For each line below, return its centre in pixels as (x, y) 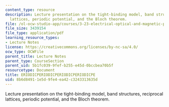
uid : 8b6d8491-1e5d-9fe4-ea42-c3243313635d (52, 79)
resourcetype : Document (30, 70)
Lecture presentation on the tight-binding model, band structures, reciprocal (84, 93)
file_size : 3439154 (26, 28)
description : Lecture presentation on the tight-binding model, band (80, 14)
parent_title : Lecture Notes (36, 56)
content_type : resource (30, 10)
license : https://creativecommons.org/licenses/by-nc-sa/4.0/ (72, 47)
